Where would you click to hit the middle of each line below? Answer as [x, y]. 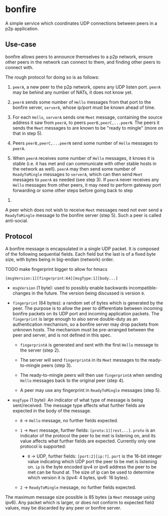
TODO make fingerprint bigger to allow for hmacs [56, 269]
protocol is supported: [43, 446]
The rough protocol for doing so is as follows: [52, 77]
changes [22, 293]
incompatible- [143, 288]
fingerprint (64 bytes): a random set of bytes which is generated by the [88, 303]
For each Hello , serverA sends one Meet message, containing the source [87, 117]
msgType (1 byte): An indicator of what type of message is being [78, 400]
